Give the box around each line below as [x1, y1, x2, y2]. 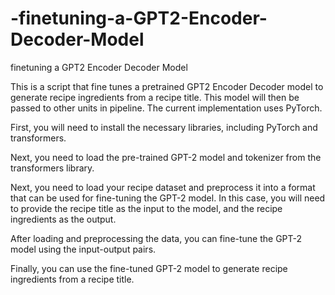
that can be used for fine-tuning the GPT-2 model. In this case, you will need [10, 192, 326, 204]
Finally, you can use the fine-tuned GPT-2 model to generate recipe [10, 262, 288, 274]
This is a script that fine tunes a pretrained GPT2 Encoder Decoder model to [10, 80, 324, 92]
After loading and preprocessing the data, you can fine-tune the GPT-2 [10, 232, 303, 244]
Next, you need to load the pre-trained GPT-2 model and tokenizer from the [10, 151, 322, 163]
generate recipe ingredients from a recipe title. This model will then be [10, 91, 300, 103]
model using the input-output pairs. [10, 243, 157, 255]
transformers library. [10, 162, 95, 174]
